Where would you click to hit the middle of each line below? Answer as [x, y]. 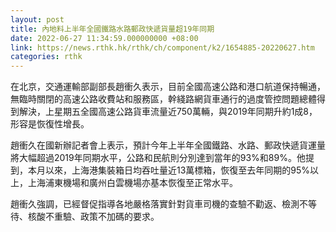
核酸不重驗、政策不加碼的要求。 [93, 217]
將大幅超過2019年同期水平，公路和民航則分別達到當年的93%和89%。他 [158, 158]
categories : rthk [46, 57]
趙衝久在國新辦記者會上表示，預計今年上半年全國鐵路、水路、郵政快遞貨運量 [168, 145]
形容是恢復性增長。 [50, 124]
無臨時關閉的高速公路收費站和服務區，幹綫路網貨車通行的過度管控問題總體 [163, 99]
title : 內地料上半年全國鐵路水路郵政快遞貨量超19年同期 [112, 29]
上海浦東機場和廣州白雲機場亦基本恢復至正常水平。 [132, 183]
